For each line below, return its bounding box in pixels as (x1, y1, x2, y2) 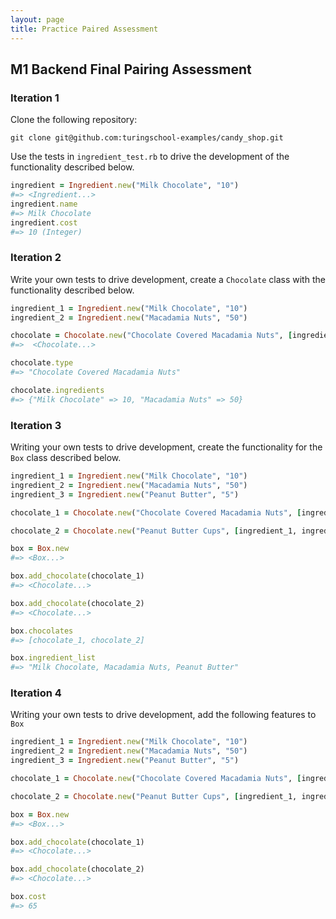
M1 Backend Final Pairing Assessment (10, 61, 252, 78)
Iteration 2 (10, 251, 62, 265)
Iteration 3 (10, 418, 62, 432)
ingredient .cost (10, 217, 78, 228)
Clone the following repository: (10, 114, 138, 126)
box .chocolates (10, 626, 74, 636)
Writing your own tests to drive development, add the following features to (10, 709, 317, 721)
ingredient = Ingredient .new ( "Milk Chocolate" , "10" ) (10, 181, 240, 191)
